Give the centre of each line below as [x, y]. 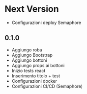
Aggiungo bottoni [29, 60]
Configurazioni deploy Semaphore [46, 23]
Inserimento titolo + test [36, 76]
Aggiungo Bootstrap [32, 55]
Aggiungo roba [27, 49]
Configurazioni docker [34, 81]
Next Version [32, 9]
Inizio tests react [29, 70]
